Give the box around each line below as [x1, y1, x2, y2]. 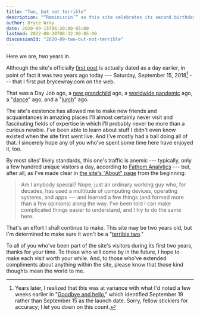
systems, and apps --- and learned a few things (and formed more [20, 193, 185, 201]
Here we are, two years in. [6, 53, 71, 60]
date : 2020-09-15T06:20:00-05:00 [6, 25, 89, 32]
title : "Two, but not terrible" [6, 8, 86, 15]
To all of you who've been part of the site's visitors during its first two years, [6, 242, 193, 249]
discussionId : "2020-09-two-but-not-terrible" [6, 36, 124, 42]
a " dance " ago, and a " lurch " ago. [6, 96, 89, 103]
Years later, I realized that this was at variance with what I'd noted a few [14, 284, 191, 292]
